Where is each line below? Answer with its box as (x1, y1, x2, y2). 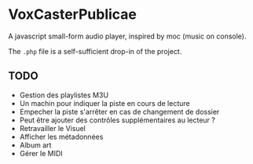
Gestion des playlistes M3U (19, 90, 108, 100)
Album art (19, 140, 52, 150)
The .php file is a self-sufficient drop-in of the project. (8, 46, 182, 56)
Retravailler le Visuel (19, 123, 86, 133)
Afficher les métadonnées (19, 132, 104, 141)
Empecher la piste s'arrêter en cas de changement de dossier (19, 107, 220, 116)
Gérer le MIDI (19, 148, 63, 158)
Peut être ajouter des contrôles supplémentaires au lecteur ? (19, 115, 216, 125)
